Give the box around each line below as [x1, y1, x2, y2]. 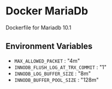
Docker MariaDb [5, 4, 88, 18]
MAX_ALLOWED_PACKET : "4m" [14, 57, 80, 64]
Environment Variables [5, 41, 93, 51]
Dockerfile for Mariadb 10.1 [5, 24, 71, 31]
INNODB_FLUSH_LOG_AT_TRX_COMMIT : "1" [14, 63, 107, 70]
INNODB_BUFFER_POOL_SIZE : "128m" [14, 76, 99, 83]
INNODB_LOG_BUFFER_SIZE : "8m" [14, 70, 91, 77]
